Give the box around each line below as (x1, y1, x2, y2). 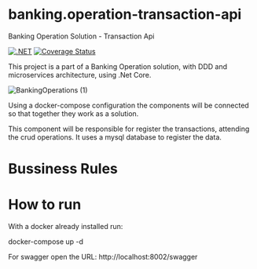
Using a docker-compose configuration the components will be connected (8, 100, 249, 110)
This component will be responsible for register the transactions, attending (8, 124, 250, 133)
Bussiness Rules (8, 160, 118, 178)
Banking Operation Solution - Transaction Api (8, 31, 155, 41)
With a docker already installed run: (8, 222, 123, 231)
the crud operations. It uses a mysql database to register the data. (8, 132, 222, 142)
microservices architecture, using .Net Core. (8, 70, 152, 79)
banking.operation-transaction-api (8, 5, 242, 24)
